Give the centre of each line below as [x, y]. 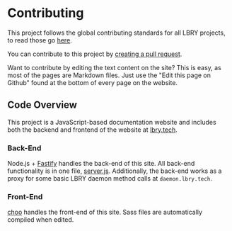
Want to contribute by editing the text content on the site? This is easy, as [114, 67]
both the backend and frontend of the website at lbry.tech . [93, 130]
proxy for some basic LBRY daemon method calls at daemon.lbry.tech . [110, 179]
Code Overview [42, 105]
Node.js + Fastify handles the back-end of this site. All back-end [101, 164]
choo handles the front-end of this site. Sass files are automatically [105, 212]
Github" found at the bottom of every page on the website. [93, 82]
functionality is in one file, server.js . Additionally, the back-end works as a [115, 171]
